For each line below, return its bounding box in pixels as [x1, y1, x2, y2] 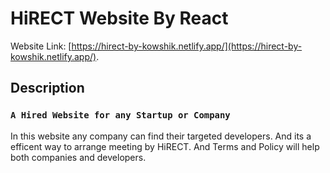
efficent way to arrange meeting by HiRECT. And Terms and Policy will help [10, 140, 320, 152]
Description [10, 80, 85, 97]
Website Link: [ [10, 40, 72, 52]
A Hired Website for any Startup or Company [10, 110, 231, 121]
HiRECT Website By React [10, 7, 229, 30]
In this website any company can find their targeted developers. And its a [10, 130, 312, 142]
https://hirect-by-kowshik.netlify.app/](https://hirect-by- [71, 40, 303, 52]
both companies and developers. [10, 151, 147, 163]
